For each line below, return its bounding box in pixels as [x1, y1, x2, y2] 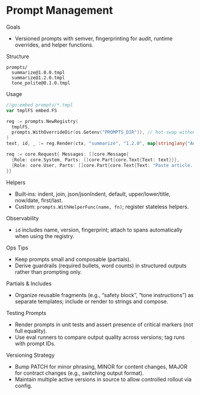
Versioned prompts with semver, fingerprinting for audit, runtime [14, 35, 173, 42]
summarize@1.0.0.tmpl [11, 69, 65, 75]
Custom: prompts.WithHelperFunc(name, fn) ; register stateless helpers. [14, 203, 189, 210]
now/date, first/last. [14, 196, 63, 203]
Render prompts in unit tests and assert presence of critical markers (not [14, 320, 193, 328]
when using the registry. [14, 232, 74, 239]
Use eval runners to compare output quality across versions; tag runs [14, 334, 185, 341]
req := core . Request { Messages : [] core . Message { [6, 152, 129, 158]
